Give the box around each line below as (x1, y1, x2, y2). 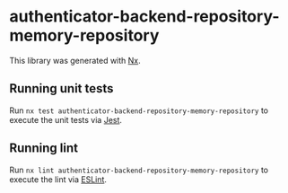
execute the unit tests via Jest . (9, 114, 123, 125)
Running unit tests (9, 81, 114, 96)
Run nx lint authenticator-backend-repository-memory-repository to (9, 164, 269, 175)
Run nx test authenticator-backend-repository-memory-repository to (9, 105, 269, 116)
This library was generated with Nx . (9, 55, 141, 66)
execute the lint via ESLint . (9, 173, 108, 185)
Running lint (9, 141, 79, 156)
